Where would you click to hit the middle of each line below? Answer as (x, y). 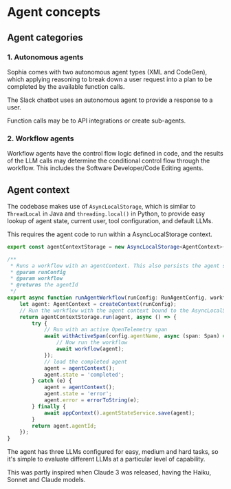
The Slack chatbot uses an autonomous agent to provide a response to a (110, 100)
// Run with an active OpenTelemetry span (106, 330)
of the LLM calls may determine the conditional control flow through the (109, 161)
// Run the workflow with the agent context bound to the (104, 311)
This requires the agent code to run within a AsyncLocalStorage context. (110, 234)
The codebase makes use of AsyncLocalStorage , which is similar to (101, 206)
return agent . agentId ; (64, 426)
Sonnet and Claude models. (46, 480)
